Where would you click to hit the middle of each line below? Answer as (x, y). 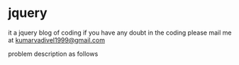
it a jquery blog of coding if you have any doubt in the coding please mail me (120, 32)
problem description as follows (53, 54)
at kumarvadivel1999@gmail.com (57, 40)
